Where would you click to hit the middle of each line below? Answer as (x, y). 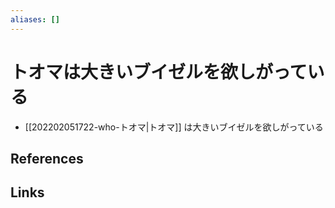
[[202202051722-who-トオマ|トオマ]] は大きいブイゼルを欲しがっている (174, 127)
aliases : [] (35, 19)
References (47, 158)
